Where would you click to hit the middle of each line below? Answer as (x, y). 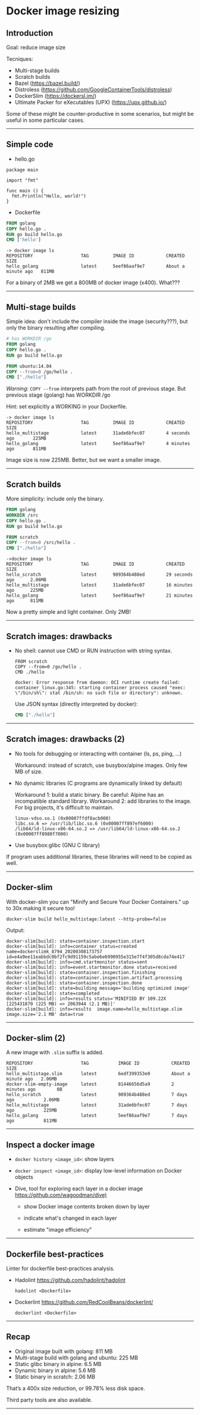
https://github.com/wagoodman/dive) (61, 1195)
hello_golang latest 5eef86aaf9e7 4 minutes (98, 444)
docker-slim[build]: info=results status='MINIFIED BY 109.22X (86, 999)
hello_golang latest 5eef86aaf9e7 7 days (97, 1116)
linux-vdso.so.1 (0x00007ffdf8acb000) (63, 818)
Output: (15, 930)
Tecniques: (20, 59)
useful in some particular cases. (46, 120)
